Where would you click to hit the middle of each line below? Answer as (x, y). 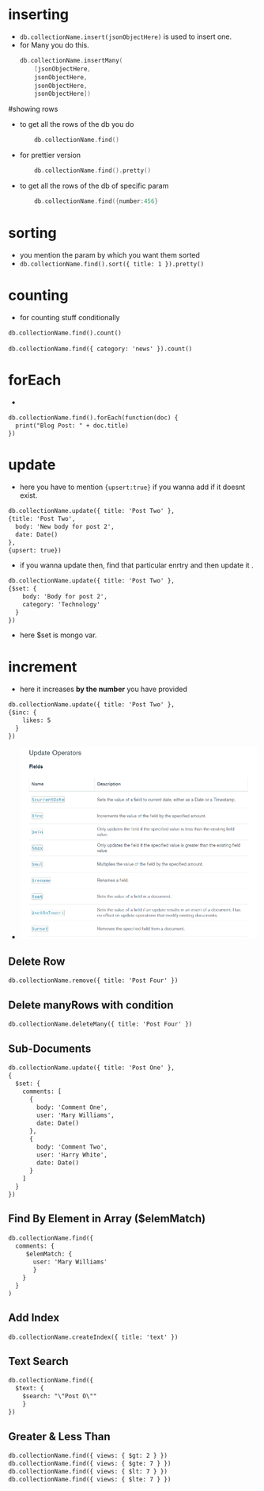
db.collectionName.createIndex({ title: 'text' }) (93, 1337)
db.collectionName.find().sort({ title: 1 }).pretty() (112, 264)
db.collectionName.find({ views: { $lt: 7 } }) (88, 1472)
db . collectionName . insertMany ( (71, 60)
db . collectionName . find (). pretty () (93, 171)
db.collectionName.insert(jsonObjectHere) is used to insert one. (126, 36)
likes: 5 (37, 720)
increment (43, 667)
